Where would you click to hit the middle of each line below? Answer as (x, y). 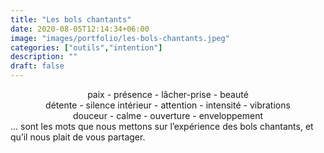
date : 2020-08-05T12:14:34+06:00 (80, 29)
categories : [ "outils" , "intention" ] (86, 47)
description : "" (44, 57)
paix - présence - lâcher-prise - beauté (168, 94)
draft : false (37, 66)
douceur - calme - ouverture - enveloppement (168, 115)
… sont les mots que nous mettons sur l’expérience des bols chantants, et (162, 126)
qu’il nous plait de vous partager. (78, 137)
